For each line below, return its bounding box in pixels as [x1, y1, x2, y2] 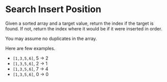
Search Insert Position [5, 4, 102, 15]
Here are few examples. [5, 45, 55, 51]
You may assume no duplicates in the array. [5, 35, 97, 42]
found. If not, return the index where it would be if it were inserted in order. [5, 25, 162, 31]
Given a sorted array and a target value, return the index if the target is [5, 20, 154, 26]
